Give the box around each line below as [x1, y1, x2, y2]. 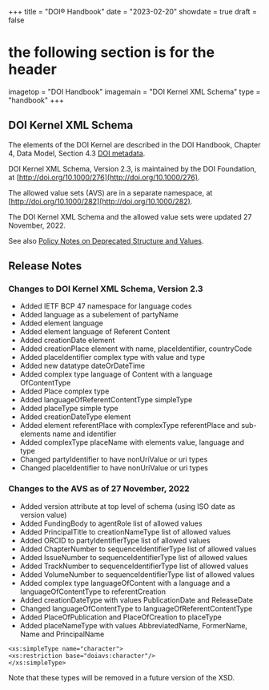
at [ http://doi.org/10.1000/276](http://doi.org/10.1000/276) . [8, 172, 200, 182]
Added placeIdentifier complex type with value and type [19, 353, 206, 362]
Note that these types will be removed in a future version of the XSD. [8, 672, 235, 682]
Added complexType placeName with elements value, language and [19, 438, 244, 447]
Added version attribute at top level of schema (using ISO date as [19, 501, 235, 511]
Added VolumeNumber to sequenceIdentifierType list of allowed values [19, 569, 255, 579]
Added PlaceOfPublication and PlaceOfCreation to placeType [19, 612, 222, 622]
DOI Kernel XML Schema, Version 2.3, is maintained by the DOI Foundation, [8, 163, 257, 173]
